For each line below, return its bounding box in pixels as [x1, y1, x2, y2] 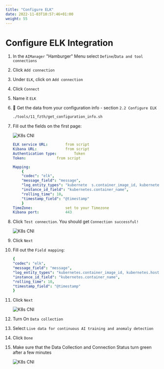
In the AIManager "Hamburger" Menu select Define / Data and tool [12, 53, 143, 59]
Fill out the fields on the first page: [12, 123, 82, 129]
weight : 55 [5, 16, 28, 21]
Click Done [12, 335, 33, 341]
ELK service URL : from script [12, 142, 90, 147]
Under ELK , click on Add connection [12, 77, 83, 82]
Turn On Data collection [12, 316, 63, 322]
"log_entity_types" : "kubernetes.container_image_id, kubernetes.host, [12, 270, 162, 275]
